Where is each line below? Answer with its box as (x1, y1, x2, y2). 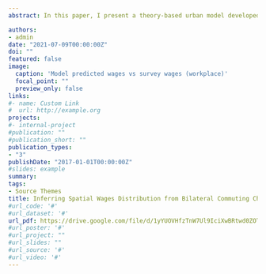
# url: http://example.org (8, 107, 101, 114)
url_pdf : (8, 216, 37, 225)
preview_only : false (15, 84, 83, 92)
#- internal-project (8, 122, 77, 129)
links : (8, 92, 30, 99)
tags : (8, 180, 26, 188)
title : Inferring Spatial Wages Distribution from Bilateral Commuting (8, 194, 249, 202)
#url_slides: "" (8, 238, 62, 247)
